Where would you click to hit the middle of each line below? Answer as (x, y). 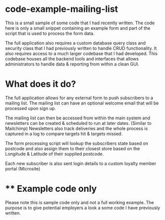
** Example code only (51, 189)
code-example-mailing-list (62, 9)
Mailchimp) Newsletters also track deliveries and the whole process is (77, 128)
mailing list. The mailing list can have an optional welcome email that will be (82, 103)
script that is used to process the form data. (50, 33)
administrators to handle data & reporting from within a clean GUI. (72, 64)
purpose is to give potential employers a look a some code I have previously (82, 208)
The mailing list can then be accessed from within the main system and (78, 118)
